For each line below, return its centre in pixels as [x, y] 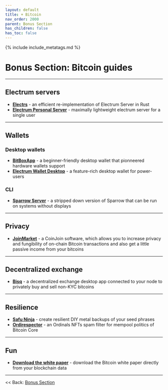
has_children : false [27, 29]
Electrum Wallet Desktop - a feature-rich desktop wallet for [74, 171]
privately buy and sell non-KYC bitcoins [53, 287]
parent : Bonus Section [29, 24]
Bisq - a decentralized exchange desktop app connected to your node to [87, 282]
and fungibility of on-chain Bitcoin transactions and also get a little [81, 244]
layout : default [22, 10]
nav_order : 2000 [22, 19]
